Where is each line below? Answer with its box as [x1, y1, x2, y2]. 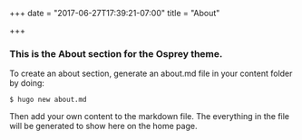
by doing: [9, 78, 45, 89]
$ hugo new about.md [9, 95, 88, 105]
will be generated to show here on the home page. [9, 121, 198, 132]
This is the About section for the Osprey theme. [9, 47, 223, 60]
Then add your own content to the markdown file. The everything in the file [9, 111, 290, 122]
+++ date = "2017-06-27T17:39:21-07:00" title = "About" [9, 8, 220, 18]
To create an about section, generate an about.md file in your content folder [9, 68, 293, 79]
